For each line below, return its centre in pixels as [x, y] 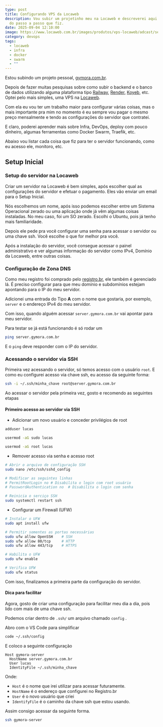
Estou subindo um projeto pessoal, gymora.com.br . [56, 78]
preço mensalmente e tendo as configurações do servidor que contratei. [78, 117]
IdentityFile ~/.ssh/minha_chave [43, 668]
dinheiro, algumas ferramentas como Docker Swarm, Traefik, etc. [70, 132]
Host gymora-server [25, 655]
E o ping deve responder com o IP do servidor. [51, 346]
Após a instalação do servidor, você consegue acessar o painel [68, 245]
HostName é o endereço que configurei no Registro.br [65, 691]
